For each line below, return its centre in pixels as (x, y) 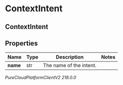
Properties (21, 43)
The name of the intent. (70, 65)
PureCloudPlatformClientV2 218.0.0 (41, 78)
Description (70, 57)
